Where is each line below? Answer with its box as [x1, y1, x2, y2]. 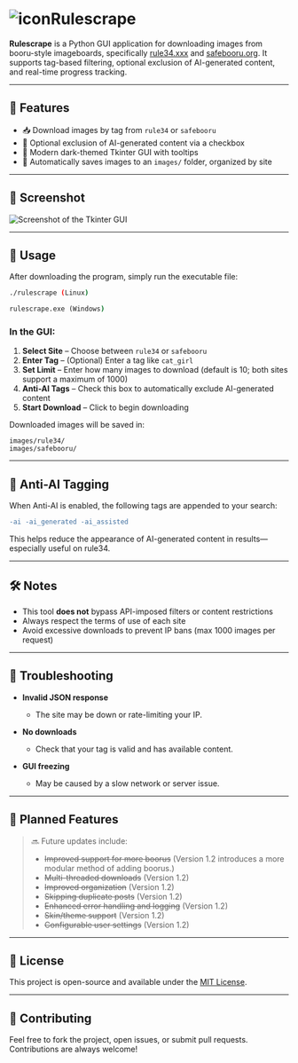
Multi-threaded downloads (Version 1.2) [43, 872, 190, 883]
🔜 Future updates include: [30, 835, 129, 846]
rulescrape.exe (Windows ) [9, 304, 105, 314]
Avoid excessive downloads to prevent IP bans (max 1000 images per [21, 625, 276, 635]
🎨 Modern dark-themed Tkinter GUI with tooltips [21, 146, 199, 157]
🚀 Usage [9, 248, 56, 263]
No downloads [21, 726, 77, 736]
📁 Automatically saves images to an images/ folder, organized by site [21, 156, 272, 167]
